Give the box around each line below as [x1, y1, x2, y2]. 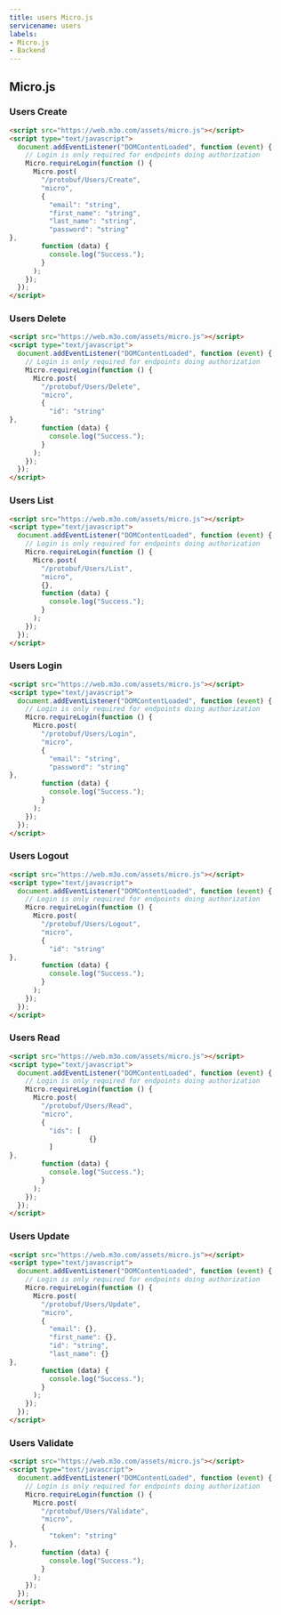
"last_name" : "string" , [48, 217, 138, 226]
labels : [9, 29, 38, 38]
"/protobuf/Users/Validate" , [41, 1506, 149, 1515]
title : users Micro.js [9, 12, 93, 22]
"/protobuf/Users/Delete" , [41, 382, 141, 392]
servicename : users [9, 21, 82, 30]
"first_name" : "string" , [48, 208, 141, 218]
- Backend [9, 46, 46, 55]
